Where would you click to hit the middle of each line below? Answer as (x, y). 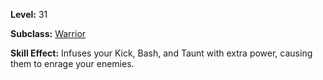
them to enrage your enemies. (72, 63)
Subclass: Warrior (48, 33)
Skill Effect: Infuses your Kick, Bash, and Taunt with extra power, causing (161, 53)
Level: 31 (29, 14)
